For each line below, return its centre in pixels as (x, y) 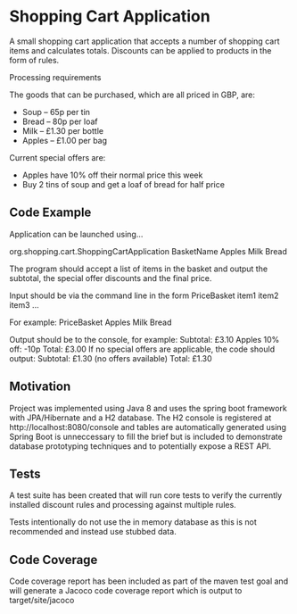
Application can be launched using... (76, 234)
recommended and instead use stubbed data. (93, 532)
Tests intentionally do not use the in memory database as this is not (133, 522)
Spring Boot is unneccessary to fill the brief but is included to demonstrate (146, 436)
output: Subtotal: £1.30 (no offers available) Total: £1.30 (111, 358)
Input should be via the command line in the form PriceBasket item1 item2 (144, 295)
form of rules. (34, 60)
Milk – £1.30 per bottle (63, 130)
